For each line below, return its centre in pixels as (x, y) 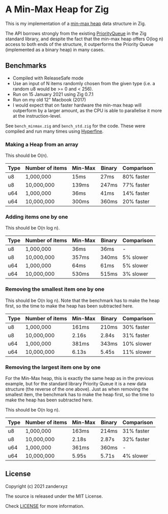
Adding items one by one (37, 217)
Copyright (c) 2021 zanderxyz (36, 486)
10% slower (137, 344)
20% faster (136, 201)
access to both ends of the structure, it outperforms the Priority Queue (79, 44)
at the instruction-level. (37, 116)
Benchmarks (26, 66)
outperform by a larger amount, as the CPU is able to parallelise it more (87, 110)
